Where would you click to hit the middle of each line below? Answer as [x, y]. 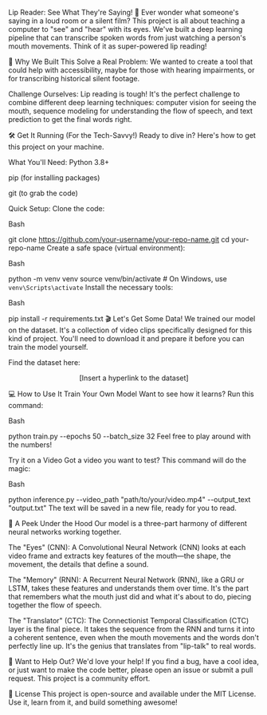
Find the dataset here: [45, 362]
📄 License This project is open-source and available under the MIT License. [132, 694]
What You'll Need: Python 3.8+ [59, 162]
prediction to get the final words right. [71, 119]
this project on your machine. [56, 147]
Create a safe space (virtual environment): [116, 248]
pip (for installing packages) [54, 178]
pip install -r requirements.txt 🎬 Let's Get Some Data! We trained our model [132, 318]
